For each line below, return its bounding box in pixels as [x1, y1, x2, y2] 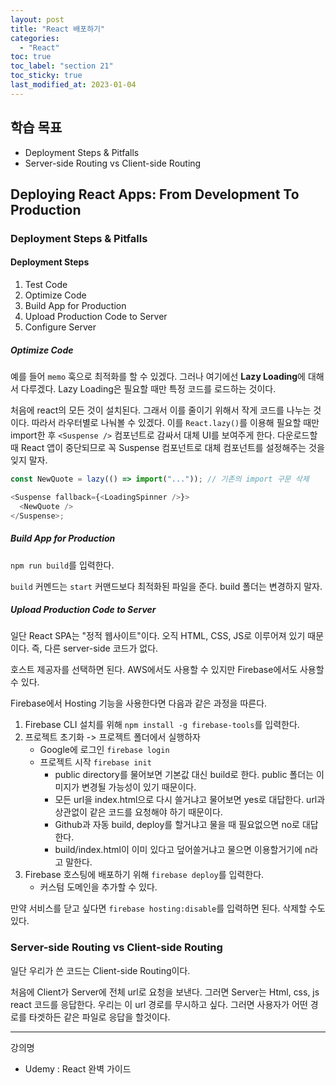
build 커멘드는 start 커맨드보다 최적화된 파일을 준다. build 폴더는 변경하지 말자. [10, 580, 323, 592]
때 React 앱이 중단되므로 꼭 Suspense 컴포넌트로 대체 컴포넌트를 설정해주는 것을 [10, 442, 325, 454]
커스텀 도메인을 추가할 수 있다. [39, 881, 158, 893]
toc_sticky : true [10, 71, 83, 81]
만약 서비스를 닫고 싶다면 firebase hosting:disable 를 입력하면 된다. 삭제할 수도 [10, 902, 326, 915]
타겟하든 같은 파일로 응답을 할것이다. [28, 1011, 171, 1023]
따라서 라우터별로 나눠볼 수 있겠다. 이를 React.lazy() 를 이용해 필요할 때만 [31, 417, 320, 429]
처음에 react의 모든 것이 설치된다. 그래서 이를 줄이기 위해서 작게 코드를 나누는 [10, 404, 312, 416]
